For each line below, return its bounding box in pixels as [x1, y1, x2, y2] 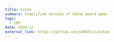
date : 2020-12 [5, 25, 34, 30]
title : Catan [5, 7, 32, 12]
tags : [5, 16, 16, 21]
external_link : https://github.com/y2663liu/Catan [5, 29, 110, 34]
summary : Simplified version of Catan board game [5, 12, 108, 16]
